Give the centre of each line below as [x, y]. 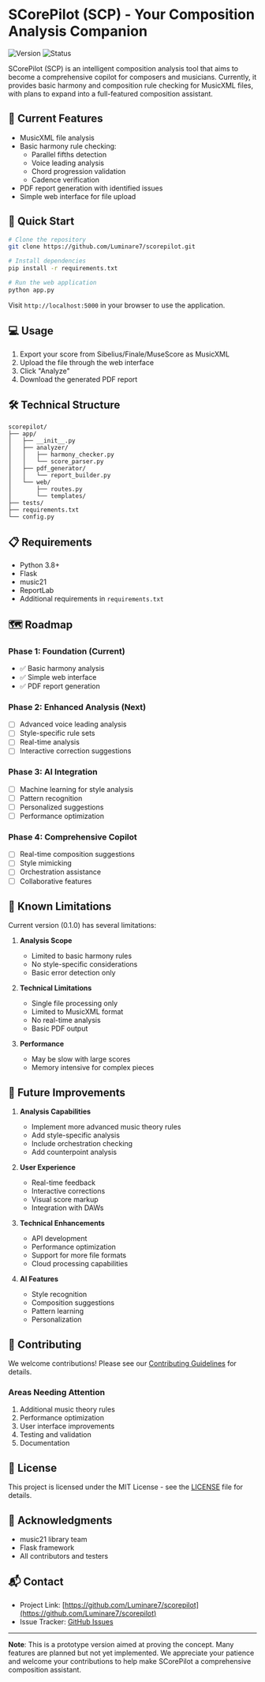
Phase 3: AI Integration [53, 772]
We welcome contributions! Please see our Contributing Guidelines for [122, 1363]
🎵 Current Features [56, 119]
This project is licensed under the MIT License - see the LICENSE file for [125, 1487]
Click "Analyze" [45, 371]
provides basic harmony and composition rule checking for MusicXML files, [131, 85]
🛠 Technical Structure [64, 405]
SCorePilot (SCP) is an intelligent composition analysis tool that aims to [123, 68]
